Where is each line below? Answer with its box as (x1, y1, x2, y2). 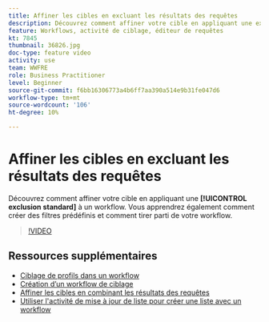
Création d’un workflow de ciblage (19, 279, 134, 288)
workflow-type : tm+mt (8, 94, 81, 102)
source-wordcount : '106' (8, 101, 91, 109)
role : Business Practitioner (8, 71, 106, 79)
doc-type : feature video (8, 49, 91, 57)
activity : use (8, 57, 56, 65)
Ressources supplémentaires (8, 249, 158, 263)
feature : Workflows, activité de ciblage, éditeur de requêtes (8, 26, 224, 34)
